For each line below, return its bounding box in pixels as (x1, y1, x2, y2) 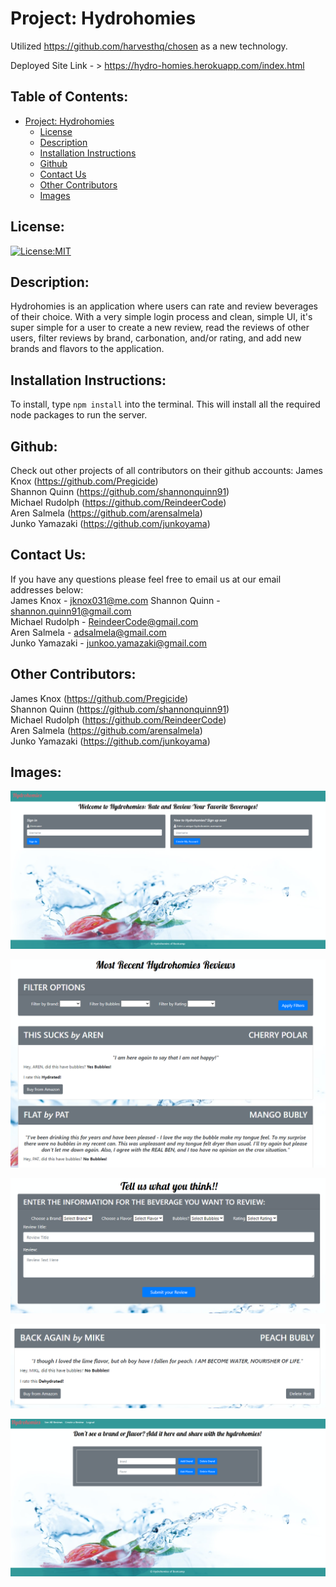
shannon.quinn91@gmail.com (10, 605, 132, 617)
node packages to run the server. (10, 409, 148, 421)
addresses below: (10, 583, 84, 596)
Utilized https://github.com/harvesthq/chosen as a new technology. (10, 40, 288, 52)
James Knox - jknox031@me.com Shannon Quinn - (10, 594, 221, 606)
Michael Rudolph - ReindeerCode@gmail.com (10, 615, 199, 627)
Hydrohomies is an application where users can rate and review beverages (10, 300, 318, 312)
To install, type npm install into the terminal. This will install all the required (10, 398, 321, 411)
